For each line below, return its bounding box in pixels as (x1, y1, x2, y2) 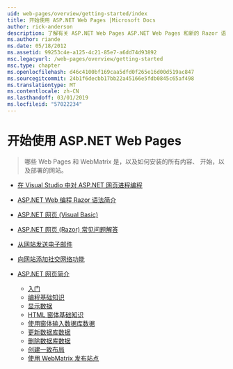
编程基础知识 (27, 293, 65, 301)
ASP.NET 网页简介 (17, 269, 70, 278)
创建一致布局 (27, 345, 65, 354)
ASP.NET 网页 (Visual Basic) (17, 210, 99, 219)
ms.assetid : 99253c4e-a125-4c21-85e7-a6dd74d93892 (7, 49, 157, 56)
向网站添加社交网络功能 (17, 255, 85, 263)
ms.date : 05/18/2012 (7, 42, 67, 49)
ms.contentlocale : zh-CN (7, 88, 79, 95)
